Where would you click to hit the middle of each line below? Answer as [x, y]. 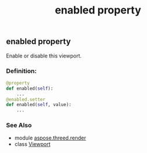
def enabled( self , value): [39, 105]
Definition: [21, 71]
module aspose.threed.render [50, 138]
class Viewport [32, 144]
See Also [19, 125]
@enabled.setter [26, 99]
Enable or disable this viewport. [44, 56]
